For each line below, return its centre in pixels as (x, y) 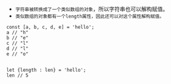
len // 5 (17, 75)
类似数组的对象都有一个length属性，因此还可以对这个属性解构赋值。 (89, 17)
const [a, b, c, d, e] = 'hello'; (51, 27)
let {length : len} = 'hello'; (46, 70)
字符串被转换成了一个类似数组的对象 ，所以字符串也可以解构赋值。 (92, 9)
